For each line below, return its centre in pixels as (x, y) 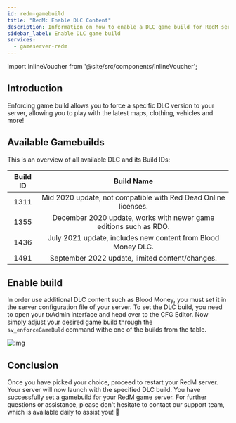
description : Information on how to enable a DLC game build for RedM (113, 27)
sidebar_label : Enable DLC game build (64, 33)
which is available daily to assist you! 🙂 (64, 412)
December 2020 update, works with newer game (133, 217)
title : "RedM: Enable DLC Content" (59, 20)
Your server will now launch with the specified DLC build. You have (104, 390)
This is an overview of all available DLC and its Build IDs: (89, 160)
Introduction (35, 89)
